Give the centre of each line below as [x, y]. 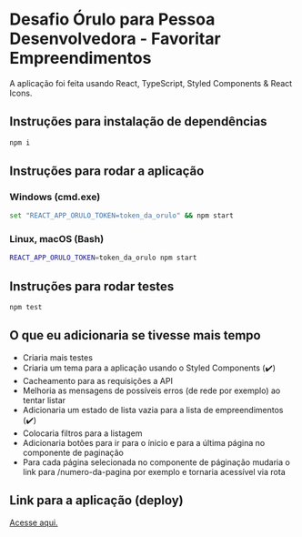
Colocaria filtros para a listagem [82, 433]
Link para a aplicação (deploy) [96, 501]
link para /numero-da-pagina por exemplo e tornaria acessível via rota [154, 471]
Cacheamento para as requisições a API [97, 380]
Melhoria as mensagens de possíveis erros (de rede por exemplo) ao [151, 390]
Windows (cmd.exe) [55, 197]
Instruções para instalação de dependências [138, 122]
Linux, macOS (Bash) [57, 239]
